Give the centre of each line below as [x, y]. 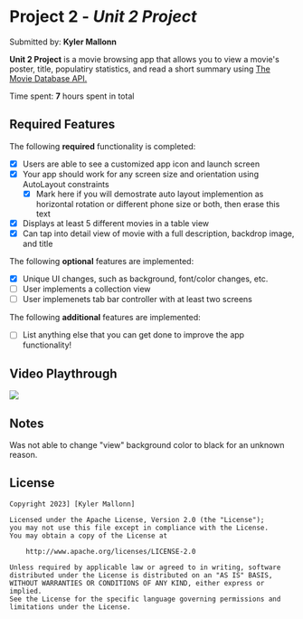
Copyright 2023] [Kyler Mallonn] [72, 504]
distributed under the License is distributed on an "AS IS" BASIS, [141, 575]
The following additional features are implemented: [105, 318]
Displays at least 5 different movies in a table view [116, 223]
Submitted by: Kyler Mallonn [63, 42]
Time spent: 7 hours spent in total [72, 96]
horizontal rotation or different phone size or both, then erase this [158, 204]
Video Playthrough [63, 373]
